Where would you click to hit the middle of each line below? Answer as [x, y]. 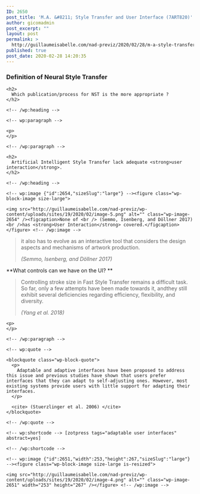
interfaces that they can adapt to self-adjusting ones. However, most [97, 381]
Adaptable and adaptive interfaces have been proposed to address [101, 370]
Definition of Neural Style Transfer [57, 77]
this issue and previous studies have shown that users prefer [86, 375]
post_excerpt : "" [28, 28]
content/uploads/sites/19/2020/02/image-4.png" [66, 480]
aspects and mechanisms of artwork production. [80, 247]
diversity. [32, 301]
